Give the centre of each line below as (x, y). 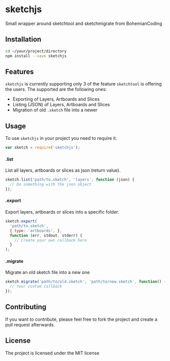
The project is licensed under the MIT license (52, 353)
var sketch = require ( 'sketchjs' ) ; (43, 148)
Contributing (26, 307)
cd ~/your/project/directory (36, 51)
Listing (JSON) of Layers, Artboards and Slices (61, 105)
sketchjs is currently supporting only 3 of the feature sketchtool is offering (83, 84)
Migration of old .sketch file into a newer (55, 110)
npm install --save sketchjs (36, 56)
